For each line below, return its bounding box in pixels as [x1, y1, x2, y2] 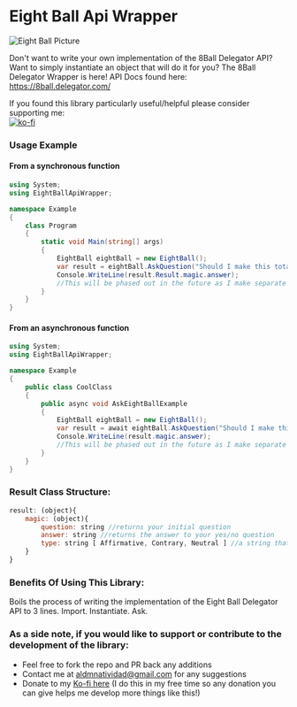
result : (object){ [9, 506, 77, 515]
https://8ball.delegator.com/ [9, 81, 111, 91]
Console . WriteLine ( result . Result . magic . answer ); [56, 270, 240, 280]
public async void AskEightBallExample [41, 399, 188, 408]
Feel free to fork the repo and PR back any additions [21, 659, 212, 670]
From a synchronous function [9, 161, 120, 172]
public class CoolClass [25, 382, 113, 391]
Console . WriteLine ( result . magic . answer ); [56, 432, 212, 442]
